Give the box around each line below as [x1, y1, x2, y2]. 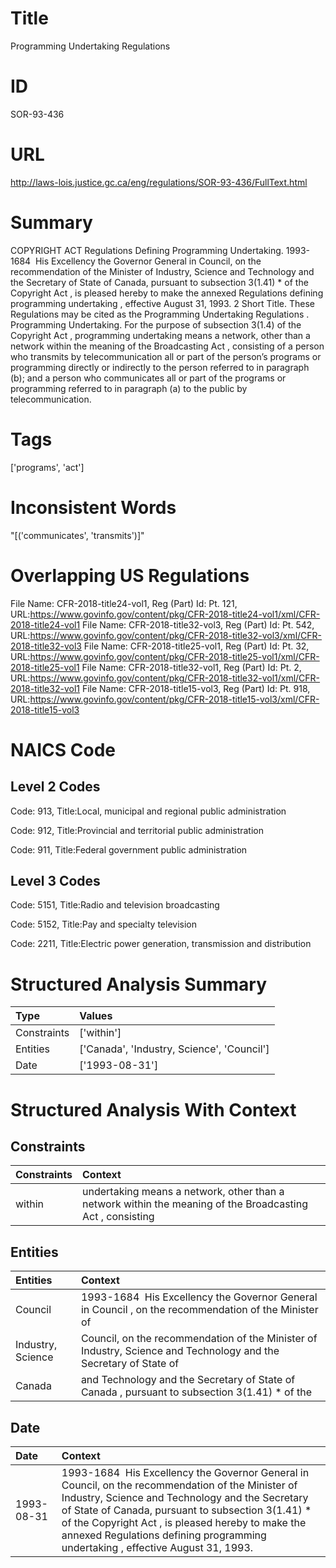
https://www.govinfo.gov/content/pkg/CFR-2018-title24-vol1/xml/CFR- [29, 608, 321, 620]
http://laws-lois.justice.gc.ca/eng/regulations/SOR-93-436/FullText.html [10, 176, 308, 188]
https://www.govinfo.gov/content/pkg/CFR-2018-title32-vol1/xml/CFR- [29, 672, 321, 684]
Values [79, 1009, 113, 1023]
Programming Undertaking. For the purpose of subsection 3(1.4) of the [10, 318, 302, 331]
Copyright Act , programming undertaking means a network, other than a [10, 329, 311, 341]
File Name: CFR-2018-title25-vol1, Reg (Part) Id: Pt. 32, [83, 640, 310, 652]
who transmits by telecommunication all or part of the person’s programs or [10, 350, 322, 362]
